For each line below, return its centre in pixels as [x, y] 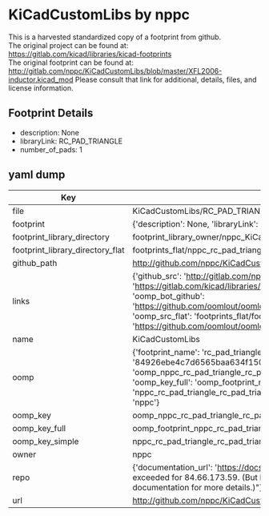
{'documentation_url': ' [175, 467]
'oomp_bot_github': [168, 296]
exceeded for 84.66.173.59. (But [195, 477]
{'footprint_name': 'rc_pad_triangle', [199, 352]
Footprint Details [51, 113]
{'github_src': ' [159, 276]
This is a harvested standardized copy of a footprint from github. [115, 37]
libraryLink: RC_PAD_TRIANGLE [71, 141]
